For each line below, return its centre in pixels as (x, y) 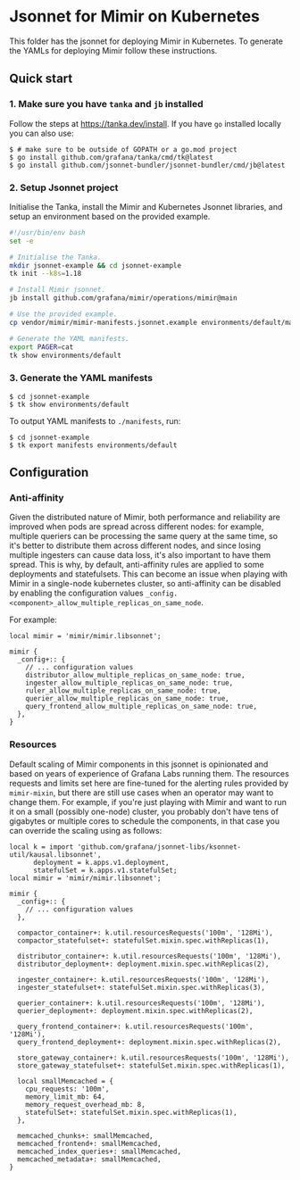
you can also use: (42, 133)
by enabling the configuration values (77, 593)
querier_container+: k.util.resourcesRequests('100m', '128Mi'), (142, 1003)
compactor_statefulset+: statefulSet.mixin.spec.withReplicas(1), (143, 940)
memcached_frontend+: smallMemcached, (90, 1143)
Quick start (41, 79)
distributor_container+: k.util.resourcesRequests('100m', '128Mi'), (149, 956)
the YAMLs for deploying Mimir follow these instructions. (113, 50)
